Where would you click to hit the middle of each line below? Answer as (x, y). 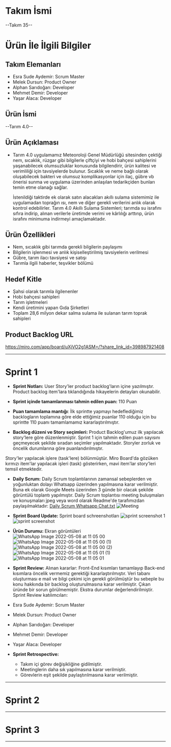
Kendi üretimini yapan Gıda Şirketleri (51, 308)
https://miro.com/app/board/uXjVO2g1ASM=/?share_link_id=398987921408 (85, 347)
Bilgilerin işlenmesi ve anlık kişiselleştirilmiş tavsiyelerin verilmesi (80, 253)
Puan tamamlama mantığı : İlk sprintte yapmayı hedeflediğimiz (78, 411)
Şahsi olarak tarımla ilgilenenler (45, 292)
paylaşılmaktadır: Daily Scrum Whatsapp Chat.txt (64, 506)
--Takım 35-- (19, 25)
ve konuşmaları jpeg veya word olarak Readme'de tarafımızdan (79, 500)
